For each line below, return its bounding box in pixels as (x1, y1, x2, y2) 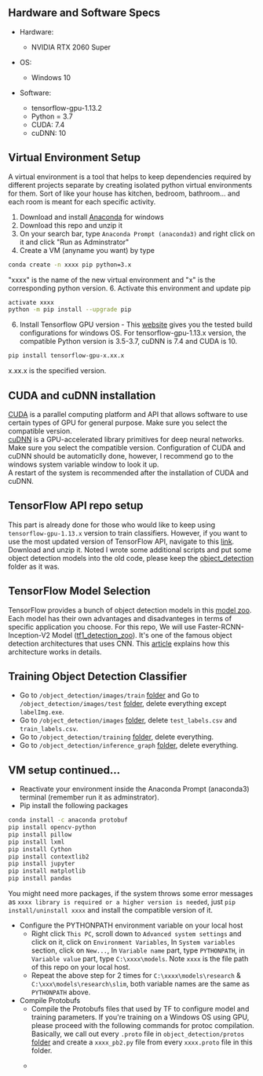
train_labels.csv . (19, 724, 79, 734)
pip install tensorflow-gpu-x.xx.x (8, 352, 125, 360)
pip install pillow (8, 830, 72, 839)
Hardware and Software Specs (8, 6, 161, 20)
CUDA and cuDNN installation (8, 389, 156, 402)
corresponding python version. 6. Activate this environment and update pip (8, 283, 251, 293)
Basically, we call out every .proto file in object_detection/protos (31, 1029, 245, 1039)
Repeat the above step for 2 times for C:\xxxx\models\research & (31, 971, 242, 980)
